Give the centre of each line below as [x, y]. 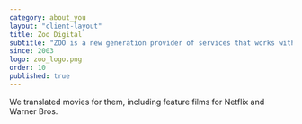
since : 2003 [31, 51]
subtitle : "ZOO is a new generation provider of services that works [142, 43]
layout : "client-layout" [56, 26]
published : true [40, 76]
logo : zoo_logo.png [46, 59]
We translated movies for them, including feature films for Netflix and [137, 102]
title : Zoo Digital [46, 34]
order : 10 [28, 68]
